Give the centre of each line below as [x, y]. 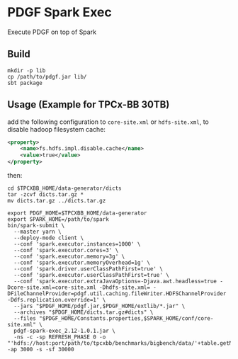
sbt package [25, 83]
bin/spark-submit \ [36, 226]
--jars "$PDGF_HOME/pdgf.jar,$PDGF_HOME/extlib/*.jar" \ [100, 306]
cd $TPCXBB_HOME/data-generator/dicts [64, 188]
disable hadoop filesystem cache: [57, 129]
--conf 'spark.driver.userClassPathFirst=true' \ [88, 269]
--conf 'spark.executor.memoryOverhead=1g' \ [82, 263]
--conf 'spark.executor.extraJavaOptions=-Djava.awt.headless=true [115, 281]
